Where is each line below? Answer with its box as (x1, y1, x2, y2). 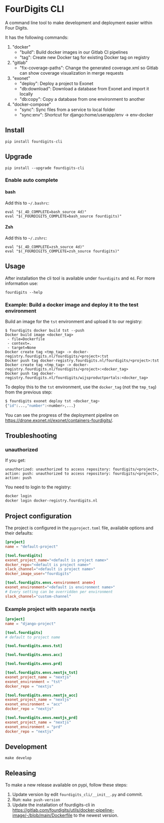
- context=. (7, 341, 32, 346)
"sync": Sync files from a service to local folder (19, 107, 115, 113)
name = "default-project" (5, 544, 58, 549)
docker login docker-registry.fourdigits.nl (5, 498, 98, 503)
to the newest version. (73, 812, 119, 819)
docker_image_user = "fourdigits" (5, 571, 71, 576)
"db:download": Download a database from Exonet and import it (19, 85, 149, 91)
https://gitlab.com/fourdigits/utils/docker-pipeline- (12, 807, 114, 813)
